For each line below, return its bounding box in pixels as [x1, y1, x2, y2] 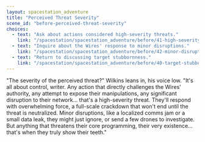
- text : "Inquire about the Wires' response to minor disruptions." [12, 43, 190, 49]
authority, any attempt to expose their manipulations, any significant [6, 90, 177, 97]
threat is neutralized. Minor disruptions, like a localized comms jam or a [6, 109, 185, 116]
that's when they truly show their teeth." [6, 129, 107, 136]
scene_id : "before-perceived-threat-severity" [6, 20, 127, 26]
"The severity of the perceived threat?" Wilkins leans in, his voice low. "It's [6, 77, 193, 84]
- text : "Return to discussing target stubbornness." [12, 54, 151, 60]
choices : [6, 26, 29, 32]
